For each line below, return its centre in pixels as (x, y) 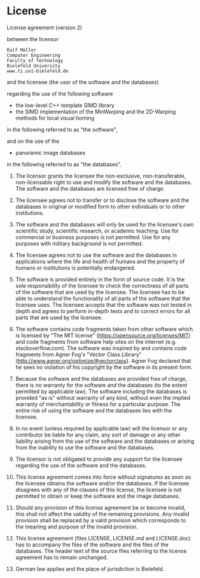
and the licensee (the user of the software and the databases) (83, 82)
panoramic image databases (50, 152)
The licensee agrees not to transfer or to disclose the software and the (102, 200)
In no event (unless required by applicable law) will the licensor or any (101, 428)
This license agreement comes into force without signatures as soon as (103, 477)
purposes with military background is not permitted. (79, 243)
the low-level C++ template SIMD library (65, 105)
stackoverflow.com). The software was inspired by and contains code (101, 348)
